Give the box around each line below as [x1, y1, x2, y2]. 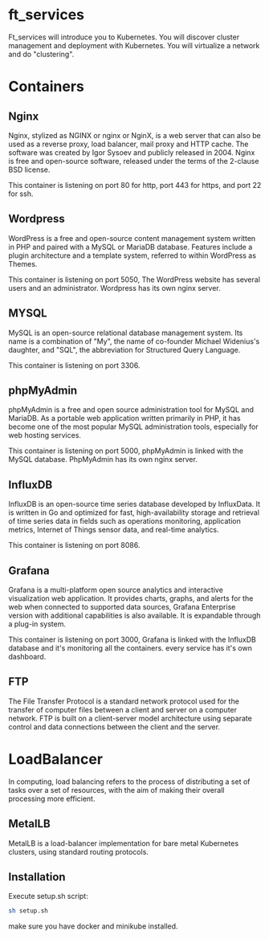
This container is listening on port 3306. [8, 360, 141, 370]
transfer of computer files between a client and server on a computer [8, 704, 238, 714]
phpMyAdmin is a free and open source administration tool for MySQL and [8, 405, 255, 414]
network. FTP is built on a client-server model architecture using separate [8, 713, 253, 723]
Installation [8, 870, 66, 884]
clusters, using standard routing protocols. [8, 847, 149, 856]
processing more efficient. [8, 794, 96, 803]
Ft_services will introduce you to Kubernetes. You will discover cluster [8, 32, 239, 42]
